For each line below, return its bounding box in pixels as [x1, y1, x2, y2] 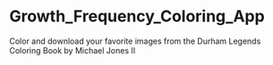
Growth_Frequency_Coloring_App [9, 6, 266, 27]
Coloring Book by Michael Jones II [9, 45, 136, 55]
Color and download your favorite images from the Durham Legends [9, 36, 261, 46]
